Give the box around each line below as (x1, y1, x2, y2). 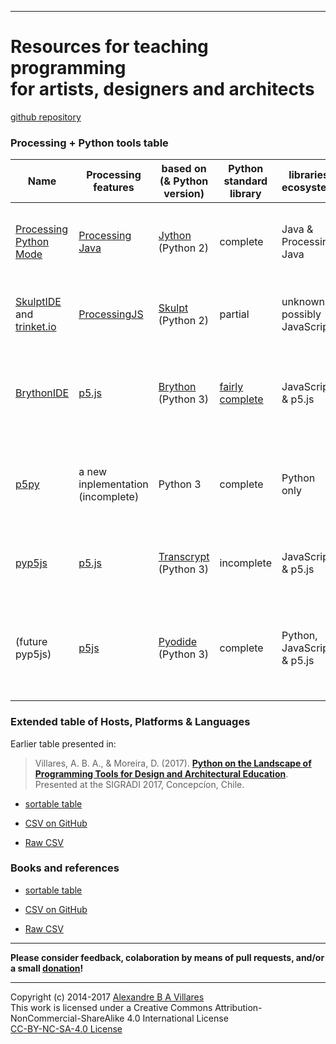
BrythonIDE (15, 386, 70, 400)
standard (223, 174, 268, 188)
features (93, 181, 135, 195)
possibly (281, 307, 322, 321)
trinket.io (15, 320, 57, 334)
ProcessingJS (78, 307, 144, 321)
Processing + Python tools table (10, 136, 169, 150)
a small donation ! (10, 962, 84, 974)
